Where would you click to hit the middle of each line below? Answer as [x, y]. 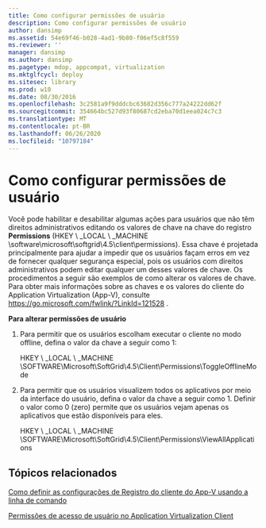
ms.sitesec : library [42, 82]
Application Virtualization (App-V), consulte [79, 295]
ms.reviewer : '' [35, 45]
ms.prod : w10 [30, 89]
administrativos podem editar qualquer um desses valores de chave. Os [126, 270]
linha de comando [38, 500]
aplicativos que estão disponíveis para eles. [91, 416]
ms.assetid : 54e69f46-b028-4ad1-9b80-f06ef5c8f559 [94, 38]
